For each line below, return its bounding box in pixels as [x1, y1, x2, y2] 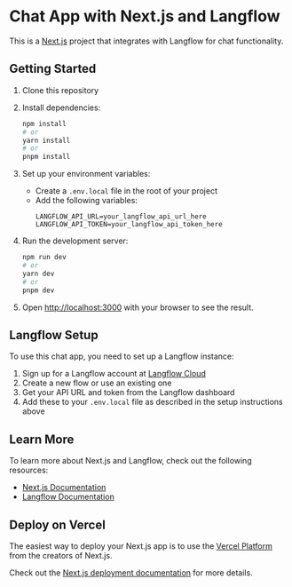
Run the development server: [21, 235, 129, 246]
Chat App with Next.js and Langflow [9, 6, 281, 27]
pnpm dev [21, 286, 55, 295]
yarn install [21, 136, 71, 145]
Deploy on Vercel [9, 517, 107, 532]
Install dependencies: [21, 102, 101, 113]
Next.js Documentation [21, 482, 107, 493]
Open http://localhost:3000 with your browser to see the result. [21, 302, 255, 313]
